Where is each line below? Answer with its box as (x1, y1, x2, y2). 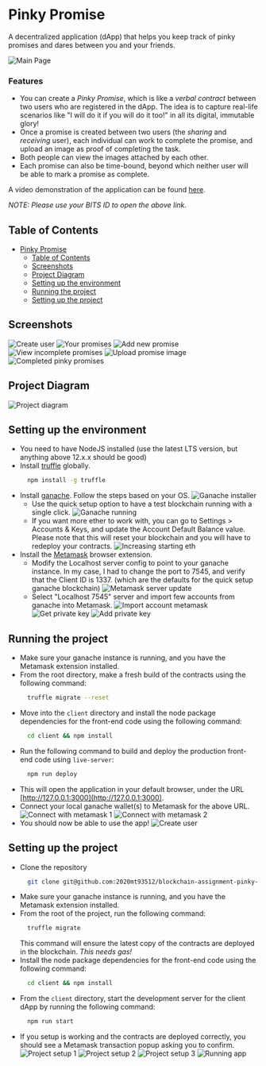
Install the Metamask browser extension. (19, 550, 152, 559)
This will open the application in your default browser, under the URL (19, 784, 245, 794)
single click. (31, 508, 71, 517)
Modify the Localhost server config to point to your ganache (31, 558, 229, 568)
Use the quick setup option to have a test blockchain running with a (31, 499, 253, 509)
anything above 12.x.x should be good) (19, 453, 147, 462)
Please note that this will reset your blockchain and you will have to (31, 533, 252, 543)
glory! (19, 119, 40, 129)
